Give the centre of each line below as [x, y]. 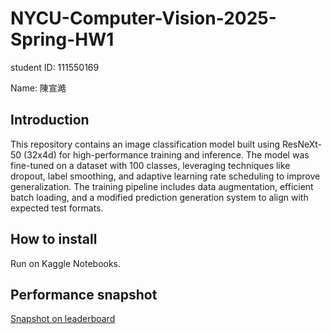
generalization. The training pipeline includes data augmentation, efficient [162, 186]
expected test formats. [57, 208]
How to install [54, 239]
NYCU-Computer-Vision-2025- [143, 18]
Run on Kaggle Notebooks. [66, 263]
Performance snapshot [84, 294]
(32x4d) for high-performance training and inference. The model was [166, 154]
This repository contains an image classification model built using [145, 144]
